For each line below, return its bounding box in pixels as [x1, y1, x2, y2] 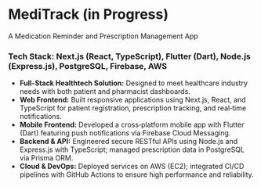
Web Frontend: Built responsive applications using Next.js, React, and [19, 95, 246, 105]
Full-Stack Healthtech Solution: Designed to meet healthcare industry [19, 78, 248, 88]
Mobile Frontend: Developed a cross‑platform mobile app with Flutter [19, 120, 245, 130]
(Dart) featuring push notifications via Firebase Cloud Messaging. [19, 128, 231, 138]
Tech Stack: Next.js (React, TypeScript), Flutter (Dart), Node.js [8, 51, 251, 62]
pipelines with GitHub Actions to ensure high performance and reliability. [19, 170, 255, 179]
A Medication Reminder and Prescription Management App [8, 31, 198, 41]
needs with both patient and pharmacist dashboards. [19, 87, 190, 96]
